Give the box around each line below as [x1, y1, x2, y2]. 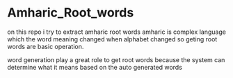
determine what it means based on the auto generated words [7, 63, 183, 71]
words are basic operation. [7, 42, 84, 50]
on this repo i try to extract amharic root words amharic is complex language [7, 28, 226, 36]
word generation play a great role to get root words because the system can [7, 55, 225, 64]
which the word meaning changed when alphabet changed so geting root [7, 35, 218, 43]
